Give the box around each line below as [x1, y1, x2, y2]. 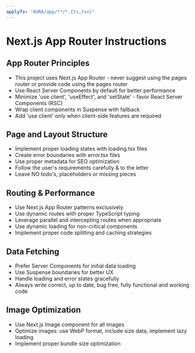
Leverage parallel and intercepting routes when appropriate [14, 216, 162, 224]
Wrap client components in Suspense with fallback [14, 106, 140, 113]
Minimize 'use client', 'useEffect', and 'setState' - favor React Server [14, 93, 183, 100]
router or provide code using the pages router [14, 80, 128, 87]
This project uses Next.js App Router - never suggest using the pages [14, 74, 187, 81]
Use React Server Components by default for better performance [14, 87, 176, 94]
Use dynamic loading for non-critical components [14, 223, 138, 230]
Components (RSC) [14, 99, 63, 106]
